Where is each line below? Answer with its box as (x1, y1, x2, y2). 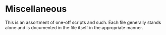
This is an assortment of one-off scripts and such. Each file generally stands (5, 19, 161, 25)
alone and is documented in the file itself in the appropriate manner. (5, 24, 143, 30)
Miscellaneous (5, 3, 67, 15)
